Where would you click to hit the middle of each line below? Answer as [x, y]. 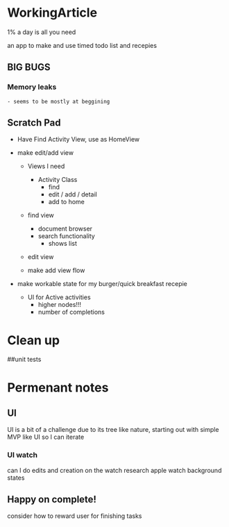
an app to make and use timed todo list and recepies [82, 45]
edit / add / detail [73, 194]
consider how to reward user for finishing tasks [75, 516]
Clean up [34, 340]
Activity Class [58, 180]
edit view [41, 257]
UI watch [23, 455]
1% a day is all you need [42, 32]
